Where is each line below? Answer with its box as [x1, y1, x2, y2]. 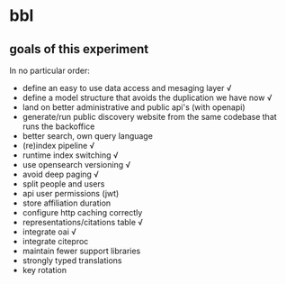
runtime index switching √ [22, 150, 119, 160]
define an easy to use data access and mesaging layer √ [22, 83, 232, 93]
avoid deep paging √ [22, 169, 99, 179]
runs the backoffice [22, 121, 95, 132]
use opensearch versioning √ [22, 160, 131, 169]
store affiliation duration [22, 197, 112, 208]
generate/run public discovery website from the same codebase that [22, 112, 277, 122]
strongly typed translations [22, 255, 122, 266]
